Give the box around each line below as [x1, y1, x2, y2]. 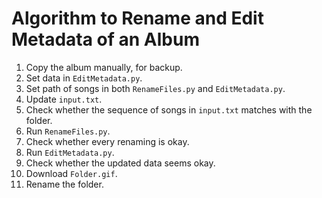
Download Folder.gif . [25, 167, 118, 179]
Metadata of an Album [11, 28, 200, 51]
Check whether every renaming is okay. [25, 135, 190, 147]
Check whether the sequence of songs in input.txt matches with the [25, 103, 313, 116]
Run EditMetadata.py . [25, 146, 115, 158]
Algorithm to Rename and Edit [11, 7, 264, 30]
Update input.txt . [25, 93, 103, 105]
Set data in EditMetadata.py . [25, 72, 143, 84]
